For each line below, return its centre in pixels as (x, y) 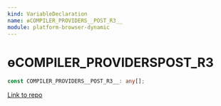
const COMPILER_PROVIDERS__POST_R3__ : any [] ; (76, 81)
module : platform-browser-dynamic (59, 27)
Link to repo (25, 95)
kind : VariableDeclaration (47, 14)
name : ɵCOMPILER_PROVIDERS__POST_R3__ (65, 21)
